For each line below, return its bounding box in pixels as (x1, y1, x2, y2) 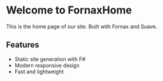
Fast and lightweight (14, 68, 64, 75)
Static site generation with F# (14, 55, 86, 62)
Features (6, 40, 39, 50)
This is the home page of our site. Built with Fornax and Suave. (6, 23, 157, 30)
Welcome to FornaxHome (6, 4, 132, 17)
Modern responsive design (14, 62, 80, 69)
